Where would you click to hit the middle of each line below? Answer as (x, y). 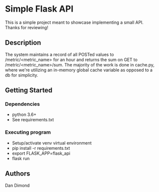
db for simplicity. (22, 75)
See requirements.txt (33, 120)
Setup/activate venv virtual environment (52, 143)
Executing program (28, 132)
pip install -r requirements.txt (41, 148)
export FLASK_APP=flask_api (41, 153)
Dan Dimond (17, 185)
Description (23, 43)
